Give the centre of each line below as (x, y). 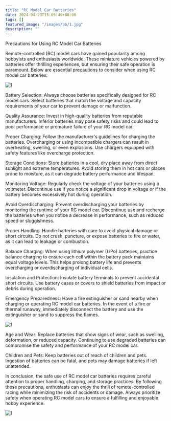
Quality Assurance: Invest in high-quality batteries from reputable (74, 116)
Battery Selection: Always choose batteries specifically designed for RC (81, 95)
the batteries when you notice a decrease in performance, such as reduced (85, 215)
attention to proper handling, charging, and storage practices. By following (83, 382)
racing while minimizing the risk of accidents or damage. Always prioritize (83, 392)
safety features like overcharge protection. (50, 153)
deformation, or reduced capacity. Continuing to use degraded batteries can (86, 340)
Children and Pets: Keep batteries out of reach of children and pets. (76, 356)
